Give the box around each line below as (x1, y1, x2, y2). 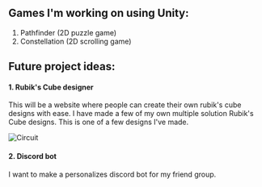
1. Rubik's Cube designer (8, 82, 94, 92)
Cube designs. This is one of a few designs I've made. (8, 117, 189, 127)
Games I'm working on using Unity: (8, 6, 189, 20)
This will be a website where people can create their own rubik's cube (8, 100, 242, 110)
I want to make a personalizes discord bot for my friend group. (8, 169, 217, 179)
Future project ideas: (8, 60, 116, 73)
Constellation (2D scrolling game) (19, 36, 132, 46)
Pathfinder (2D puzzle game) (19, 27, 117, 37)
